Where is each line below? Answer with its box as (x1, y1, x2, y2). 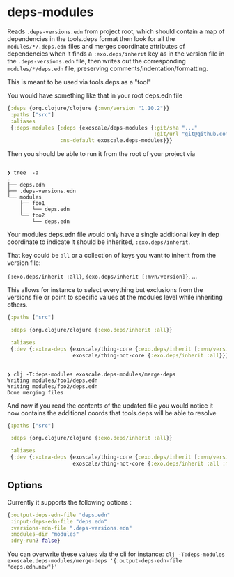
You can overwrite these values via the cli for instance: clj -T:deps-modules (7, 550, 225, 558)
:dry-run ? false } (10, 537, 61, 544)
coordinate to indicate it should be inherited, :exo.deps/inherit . (7, 238, 191, 246)
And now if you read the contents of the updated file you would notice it (7, 401, 214, 410)
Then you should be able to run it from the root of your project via (7, 150, 196, 158)
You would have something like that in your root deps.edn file (7, 91, 183, 100)
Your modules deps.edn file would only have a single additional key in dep (7, 231, 219, 239)
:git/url (153, 130, 179, 138)
